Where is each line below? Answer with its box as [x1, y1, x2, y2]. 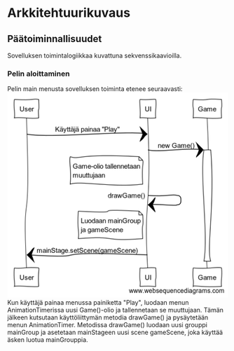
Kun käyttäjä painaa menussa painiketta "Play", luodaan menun [7, 298, 189, 307]
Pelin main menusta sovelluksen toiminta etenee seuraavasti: [7, 85, 183, 93]
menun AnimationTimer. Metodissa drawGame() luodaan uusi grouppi [7, 321, 208, 329]
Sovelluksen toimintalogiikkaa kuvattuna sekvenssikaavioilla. [7, 51, 182, 60]
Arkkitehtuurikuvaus [7, 5, 131, 21]
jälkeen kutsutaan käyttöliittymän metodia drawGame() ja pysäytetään [7, 313, 209, 322]
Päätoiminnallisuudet [7, 33, 102, 45]
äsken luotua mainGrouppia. [7, 336, 89, 344]
